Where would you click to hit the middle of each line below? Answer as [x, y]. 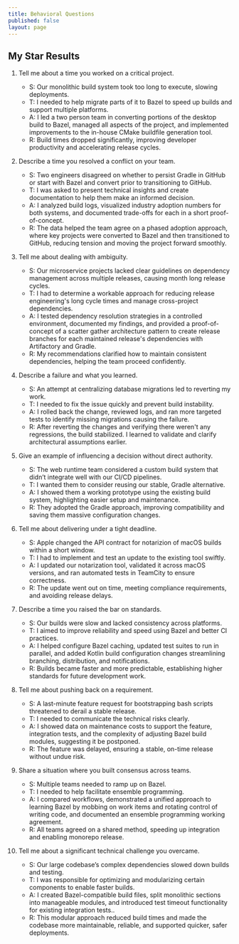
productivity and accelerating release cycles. [95, 147]
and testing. [47, 872]
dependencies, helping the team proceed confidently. [108, 362]
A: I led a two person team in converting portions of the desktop [123, 117]
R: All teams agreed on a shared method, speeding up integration [124, 829]
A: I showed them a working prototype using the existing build [119, 493]
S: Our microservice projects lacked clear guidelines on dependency [129, 271]
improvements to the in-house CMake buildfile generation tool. [121, 132]
